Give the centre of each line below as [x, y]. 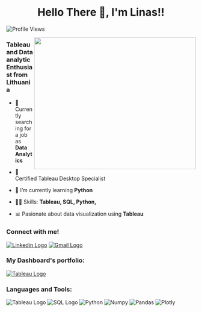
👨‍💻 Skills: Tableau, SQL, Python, [56, 202]
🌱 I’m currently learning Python [54, 190]
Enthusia [20, 67]
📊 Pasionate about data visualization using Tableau [79, 214]
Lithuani [19, 82]
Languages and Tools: [39, 289]
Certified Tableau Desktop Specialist [60, 179]
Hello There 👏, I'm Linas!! [101, 12]
